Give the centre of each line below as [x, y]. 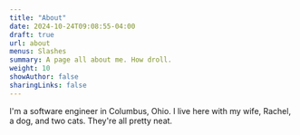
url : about [30, 43]
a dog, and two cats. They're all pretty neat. [91, 121]
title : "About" [38, 18]
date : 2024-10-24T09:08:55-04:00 [73, 26]
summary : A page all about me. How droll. [91, 60]
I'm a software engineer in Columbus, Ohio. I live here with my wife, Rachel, [150, 111]
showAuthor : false [44, 77]
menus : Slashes [38, 52]
